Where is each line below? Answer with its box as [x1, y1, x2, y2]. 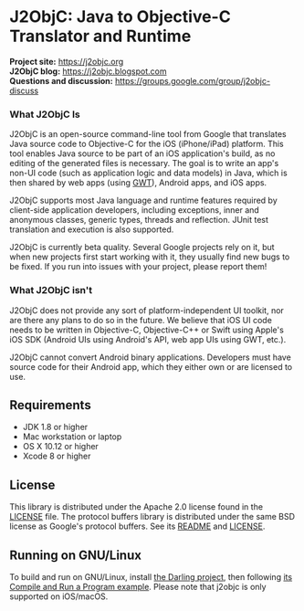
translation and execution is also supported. [9, 224, 174, 235]
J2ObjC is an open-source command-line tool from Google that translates [9, 129, 287, 140]
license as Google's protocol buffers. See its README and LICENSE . [9, 521, 266, 532]
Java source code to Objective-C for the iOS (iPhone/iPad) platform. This [9, 139, 285, 150]
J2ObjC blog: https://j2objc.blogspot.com [9, 66, 167, 77]
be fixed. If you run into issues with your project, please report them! [9, 261, 267, 272]
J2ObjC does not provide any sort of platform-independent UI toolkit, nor [9, 304, 285, 316]
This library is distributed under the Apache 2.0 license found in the [9, 501, 263, 512]
